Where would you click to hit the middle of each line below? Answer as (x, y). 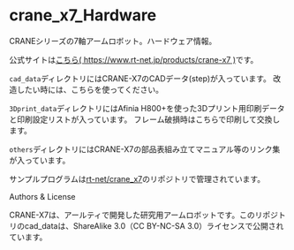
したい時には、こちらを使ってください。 (90, 89)
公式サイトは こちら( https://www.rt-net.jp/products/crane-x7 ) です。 (134, 59)
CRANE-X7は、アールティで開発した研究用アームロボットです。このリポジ (143, 215)
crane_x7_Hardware (83, 15)
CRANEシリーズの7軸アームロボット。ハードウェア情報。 (113, 41)
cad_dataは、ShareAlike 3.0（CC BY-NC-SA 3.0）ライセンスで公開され (154, 225)
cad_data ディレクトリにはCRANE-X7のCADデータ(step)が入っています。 (140, 78)
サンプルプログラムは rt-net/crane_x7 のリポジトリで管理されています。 (137, 178)
